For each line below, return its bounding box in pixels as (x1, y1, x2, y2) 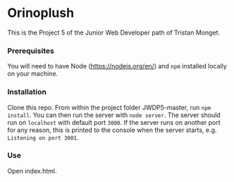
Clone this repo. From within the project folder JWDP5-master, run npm (7, 103, 211, 111)
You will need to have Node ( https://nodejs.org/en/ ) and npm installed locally (7, 62, 227, 71)
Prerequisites (7, 46, 54, 56)
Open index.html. (7, 166, 57, 175)
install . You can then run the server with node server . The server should (7, 111, 221, 119)
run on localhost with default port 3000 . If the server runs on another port (7, 118, 221, 126)
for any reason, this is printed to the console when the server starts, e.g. (7, 126, 217, 134)
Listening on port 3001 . (7, 133, 79, 142)
